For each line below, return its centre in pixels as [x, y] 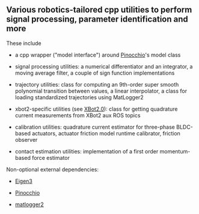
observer [26, 139]
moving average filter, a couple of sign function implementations [95, 73]
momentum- [175, 151]
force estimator [51, 157]
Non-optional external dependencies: [53, 169]
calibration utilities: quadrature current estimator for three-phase [95, 127]
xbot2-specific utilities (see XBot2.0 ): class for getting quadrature [96, 109]
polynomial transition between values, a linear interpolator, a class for [101, 91]
